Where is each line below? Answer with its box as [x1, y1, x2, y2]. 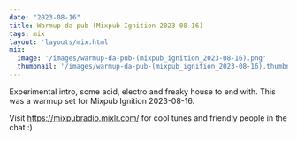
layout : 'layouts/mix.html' [9, 37, 113, 47]
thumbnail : [17, 63, 57, 71]
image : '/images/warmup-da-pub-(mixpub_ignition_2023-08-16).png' [17, 54, 267, 63]
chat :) [9, 122, 33, 132]
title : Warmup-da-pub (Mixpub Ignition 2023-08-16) [9, 21, 203, 30]
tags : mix [9, 29, 46, 38]
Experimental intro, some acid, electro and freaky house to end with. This [9, 85, 276, 97]
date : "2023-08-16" [9, 12, 81, 22]
